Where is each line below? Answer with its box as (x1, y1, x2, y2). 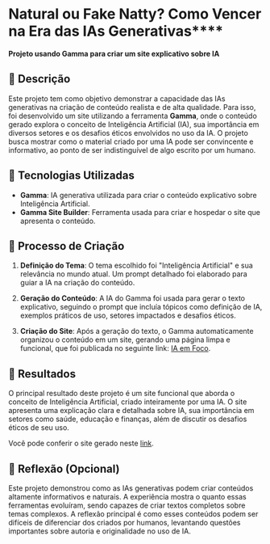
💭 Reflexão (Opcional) (8, 462, 120, 475)
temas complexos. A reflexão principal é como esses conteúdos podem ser (8, 509, 259, 518)
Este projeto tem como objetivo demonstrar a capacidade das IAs (8, 94, 226, 103)
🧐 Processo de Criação (8, 239, 125, 253)
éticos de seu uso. (8, 423, 70, 432)
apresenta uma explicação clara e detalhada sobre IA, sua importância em (8, 406, 255, 415)
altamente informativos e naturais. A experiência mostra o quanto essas (8, 492, 247, 501)
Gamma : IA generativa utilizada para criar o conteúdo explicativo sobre (19, 190, 257, 200)
